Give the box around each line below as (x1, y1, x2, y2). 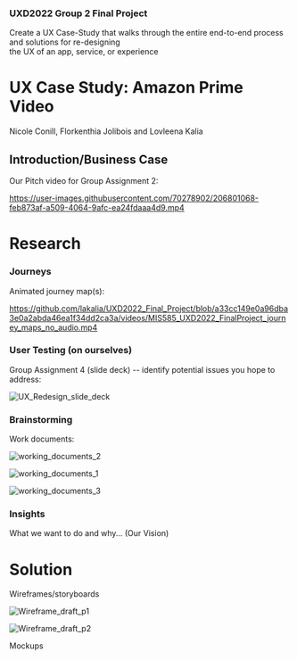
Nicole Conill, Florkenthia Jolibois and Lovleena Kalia (9, 126, 203, 136)
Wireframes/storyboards (9, 589, 100, 599)
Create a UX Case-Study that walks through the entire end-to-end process (9, 28, 284, 38)
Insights (9, 507, 45, 520)
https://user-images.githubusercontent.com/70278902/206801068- (9, 193, 260, 203)
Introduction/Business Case (9, 152, 169, 167)
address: (9, 374, 42, 384)
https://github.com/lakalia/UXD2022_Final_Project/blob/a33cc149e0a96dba (9, 302, 288, 314)
